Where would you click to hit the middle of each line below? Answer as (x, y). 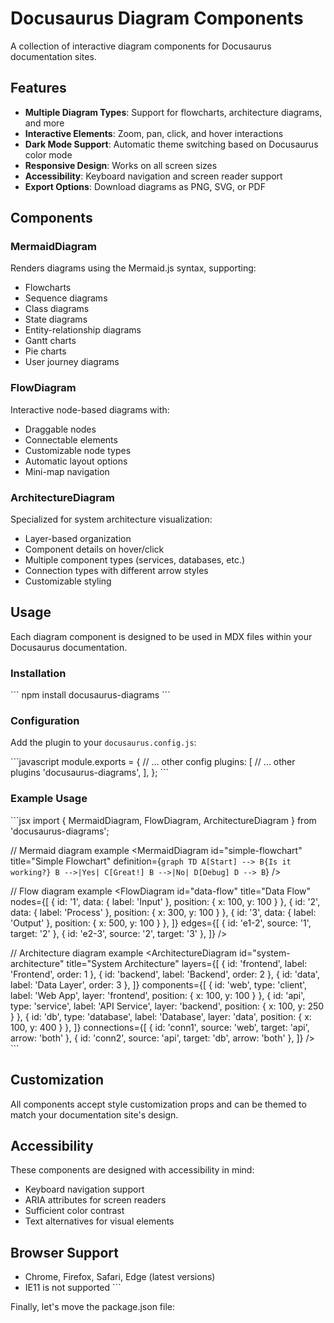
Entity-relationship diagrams (83, 330)
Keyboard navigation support (84, 1189)
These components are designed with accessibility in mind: (132, 1170)
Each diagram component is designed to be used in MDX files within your (161, 636)
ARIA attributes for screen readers (95, 1200)
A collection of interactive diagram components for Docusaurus (141, 46)
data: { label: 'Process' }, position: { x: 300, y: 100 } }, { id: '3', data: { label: (163, 912)
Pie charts (45, 351)
